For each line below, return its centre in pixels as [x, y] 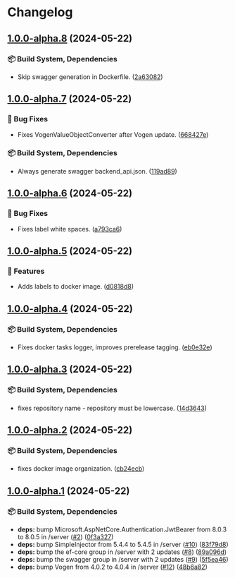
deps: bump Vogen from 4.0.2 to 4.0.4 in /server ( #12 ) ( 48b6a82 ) [112, 567]
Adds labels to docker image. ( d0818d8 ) [76, 287]
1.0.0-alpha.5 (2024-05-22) [70, 251]
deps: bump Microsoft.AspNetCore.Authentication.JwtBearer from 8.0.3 [122, 529]
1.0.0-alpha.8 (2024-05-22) [70, 38]
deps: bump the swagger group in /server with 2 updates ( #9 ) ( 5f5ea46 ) [123, 559]
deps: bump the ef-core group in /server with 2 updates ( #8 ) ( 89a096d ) [122, 552]
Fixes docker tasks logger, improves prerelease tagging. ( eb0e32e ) [115, 347]
